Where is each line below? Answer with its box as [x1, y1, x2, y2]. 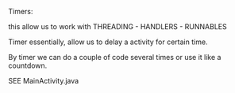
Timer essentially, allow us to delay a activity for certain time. [8, 37, 208, 46]
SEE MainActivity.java [8, 76, 79, 85]
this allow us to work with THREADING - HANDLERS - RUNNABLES [8, 22, 228, 31]
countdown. [8, 61, 48, 70]
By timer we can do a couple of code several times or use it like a [8, 53, 222, 61]
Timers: [8, 7, 33, 16]
